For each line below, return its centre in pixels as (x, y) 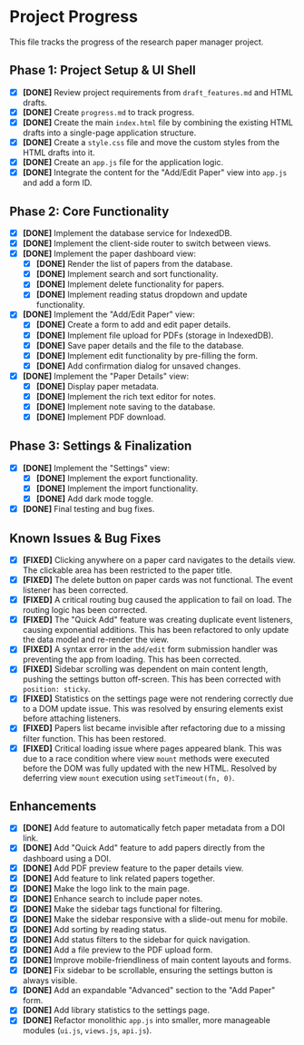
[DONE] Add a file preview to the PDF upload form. (118, 950)
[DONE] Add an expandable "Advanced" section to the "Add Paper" (149, 991)
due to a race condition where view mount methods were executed (146, 758)
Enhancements (53, 806)
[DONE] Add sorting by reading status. (95, 929)
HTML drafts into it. (59, 153)
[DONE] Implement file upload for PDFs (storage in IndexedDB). (155, 335)
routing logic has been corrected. (85, 610)
